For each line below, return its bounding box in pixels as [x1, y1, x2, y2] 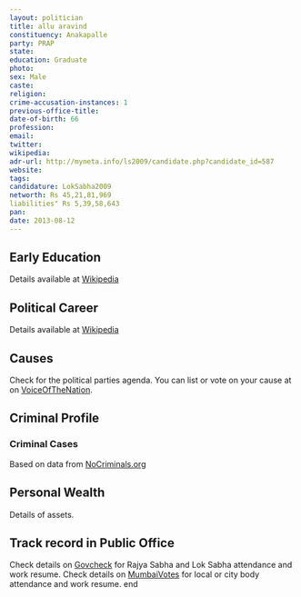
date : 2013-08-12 [9, 215, 75, 225]
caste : [9, 81, 35, 90]
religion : [9, 89, 47, 98]
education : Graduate [9, 55, 88, 65]
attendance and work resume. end [9, 579, 138, 590]
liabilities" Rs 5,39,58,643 [9, 199, 120, 209]
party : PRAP [9, 38, 55, 48]
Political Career [9, 300, 98, 315]
